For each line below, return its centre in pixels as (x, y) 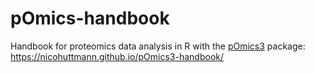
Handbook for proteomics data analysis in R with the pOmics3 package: (158, 46)
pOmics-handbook (90, 18)
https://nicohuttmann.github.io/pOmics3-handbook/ (117, 56)
